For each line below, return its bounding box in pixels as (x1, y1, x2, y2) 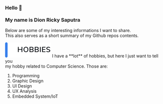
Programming (12, 73, 40, 79)
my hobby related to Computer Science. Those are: (5, 63, 108, 69)
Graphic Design (12, 78, 44, 84)
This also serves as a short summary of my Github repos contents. (5, 33, 139, 38)
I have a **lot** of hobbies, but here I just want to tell (52, 53, 159, 59)
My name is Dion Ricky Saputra (5, 17, 81, 23)
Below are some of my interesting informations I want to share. (5, 28, 131, 34)
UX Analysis (12, 88, 37, 94)
